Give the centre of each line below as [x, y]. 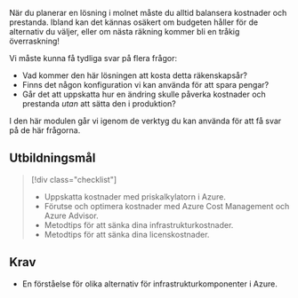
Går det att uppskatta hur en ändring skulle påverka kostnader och [144, 94]
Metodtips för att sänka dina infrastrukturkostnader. [139, 224]
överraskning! [35, 41]
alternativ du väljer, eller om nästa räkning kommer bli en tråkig [125, 31]
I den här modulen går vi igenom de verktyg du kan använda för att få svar [145, 121]
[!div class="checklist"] [74, 179]
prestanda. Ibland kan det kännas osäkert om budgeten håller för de [134, 22]
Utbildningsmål [52, 158]
